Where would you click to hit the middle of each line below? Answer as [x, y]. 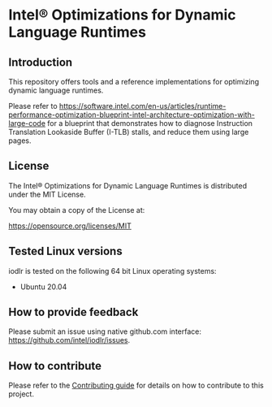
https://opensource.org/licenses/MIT [70, 226]
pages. [20, 141]
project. [22, 394]
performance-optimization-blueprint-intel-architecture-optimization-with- [132, 115]
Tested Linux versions [66, 251]
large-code [27, 123]
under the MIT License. [47, 194]
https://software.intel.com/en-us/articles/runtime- [143, 106]
